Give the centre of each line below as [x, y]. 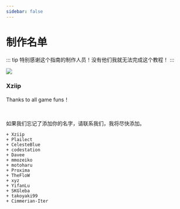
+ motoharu [19, 165]
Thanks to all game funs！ [38, 100]
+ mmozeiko [19, 160]
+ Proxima [18, 170]
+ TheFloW [18, 175]
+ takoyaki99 [22, 196]
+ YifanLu [18, 186]
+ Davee [16, 155]
